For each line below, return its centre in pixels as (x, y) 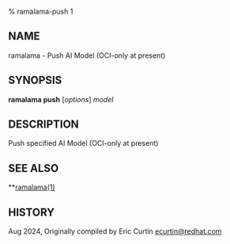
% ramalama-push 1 (41, 11)
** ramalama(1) (32, 187)
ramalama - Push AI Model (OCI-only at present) (87, 55)
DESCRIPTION (43, 125)
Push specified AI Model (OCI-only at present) (83, 143)
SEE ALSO (34, 168)
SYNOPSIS (35, 80)
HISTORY (32, 212)
